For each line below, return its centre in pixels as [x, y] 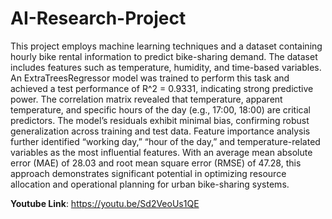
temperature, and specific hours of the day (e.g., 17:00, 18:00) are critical [160, 109]
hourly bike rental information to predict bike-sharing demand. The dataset [164, 56]
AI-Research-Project [98, 18]
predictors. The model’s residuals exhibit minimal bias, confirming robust [160, 120]
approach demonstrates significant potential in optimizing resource [148, 173]
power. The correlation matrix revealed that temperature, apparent [146, 99]
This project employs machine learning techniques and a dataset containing [166, 46]
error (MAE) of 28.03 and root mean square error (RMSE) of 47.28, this [156, 163]
